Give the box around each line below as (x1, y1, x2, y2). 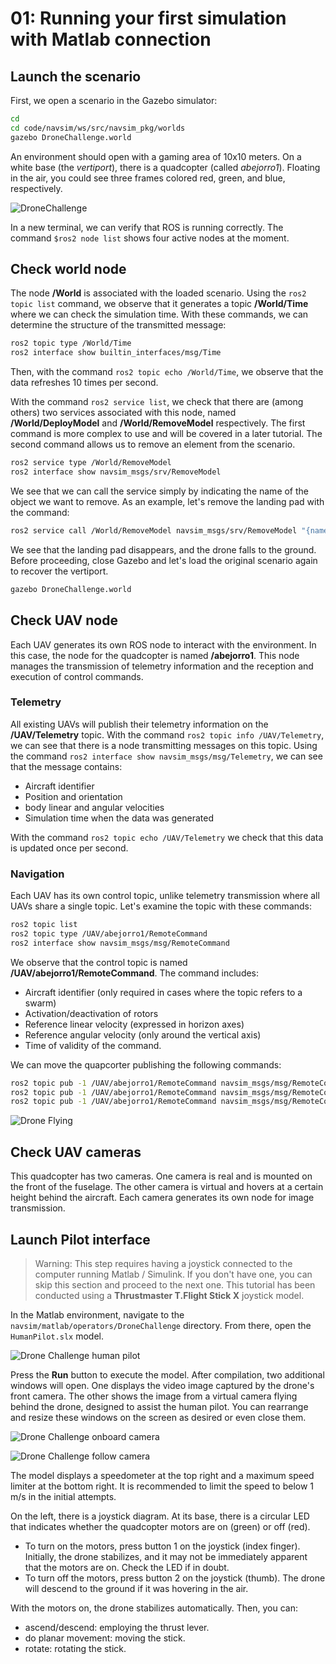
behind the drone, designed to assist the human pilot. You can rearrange (10, 1400, 309, 1412)
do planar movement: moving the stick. (24, 1632, 186, 1644)
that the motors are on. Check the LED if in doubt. (24, 1561, 230, 1573)
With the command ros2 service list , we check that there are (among (10, 396, 304, 408)
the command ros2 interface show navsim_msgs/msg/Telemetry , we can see (10, 750, 323, 762)
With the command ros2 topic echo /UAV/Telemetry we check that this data (10, 831, 324, 843)
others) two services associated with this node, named (10, 407, 237, 419)
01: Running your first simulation (10, 7, 287, 30)
